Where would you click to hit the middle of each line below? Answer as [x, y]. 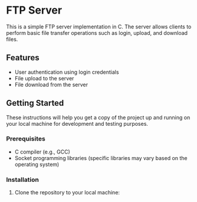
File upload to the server [44, 78]
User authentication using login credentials [67, 72]
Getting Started [35, 103]
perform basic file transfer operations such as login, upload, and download [97, 32]
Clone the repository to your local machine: [67, 193]
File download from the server [51, 84]
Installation [23, 180]
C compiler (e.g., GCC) [42, 152]
